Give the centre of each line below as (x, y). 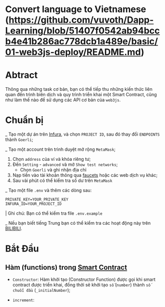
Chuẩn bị (24, 120)
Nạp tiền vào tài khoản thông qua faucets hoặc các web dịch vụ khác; (85, 175)
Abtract (21, 75)
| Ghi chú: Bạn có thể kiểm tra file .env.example (54, 213)
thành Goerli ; (19, 140)
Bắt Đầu (22, 249)
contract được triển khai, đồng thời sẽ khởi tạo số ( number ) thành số (81, 285)
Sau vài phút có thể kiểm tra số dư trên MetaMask (62, 180)
